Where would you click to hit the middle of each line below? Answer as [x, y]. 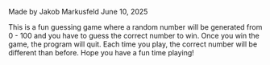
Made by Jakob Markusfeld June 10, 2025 [78, 12]
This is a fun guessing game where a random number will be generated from [135, 27]
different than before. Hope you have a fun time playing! [102, 53]
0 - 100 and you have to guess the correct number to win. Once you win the [134, 36]
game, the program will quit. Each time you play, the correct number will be [133, 44]
